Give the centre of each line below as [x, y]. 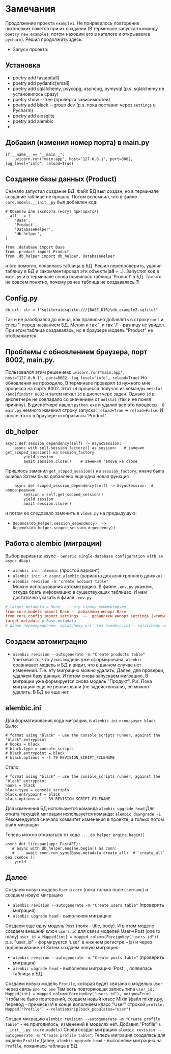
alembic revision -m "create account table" [61, 581]
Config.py [22, 298]
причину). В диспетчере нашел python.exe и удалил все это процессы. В [85, 405]
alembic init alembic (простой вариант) [56, 570]
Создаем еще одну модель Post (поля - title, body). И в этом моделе [80, 926]
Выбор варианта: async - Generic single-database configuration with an [84, 556]
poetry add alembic [33, 121]
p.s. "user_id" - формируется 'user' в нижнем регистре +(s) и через [79, 942]
